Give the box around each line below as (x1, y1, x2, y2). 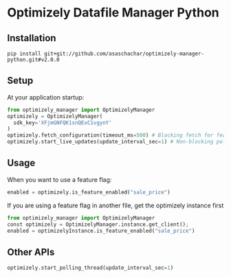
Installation (7, 32, 56, 44)
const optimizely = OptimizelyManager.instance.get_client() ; (7, 221, 189, 228)
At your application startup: (7, 93, 85, 101)
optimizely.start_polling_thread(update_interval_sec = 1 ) (7, 264, 174, 272)
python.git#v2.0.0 (7, 56, 60, 63)
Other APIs (7, 246, 55, 258)
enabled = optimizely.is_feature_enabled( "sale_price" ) (7, 189, 170, 196)
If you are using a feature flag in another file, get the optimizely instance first (7, 201, 224, 209)
